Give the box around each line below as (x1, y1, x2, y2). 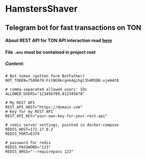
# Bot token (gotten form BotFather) (5, 73, 85, 79)
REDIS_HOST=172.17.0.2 (5, 126, 53, 132)
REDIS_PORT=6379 (5, 131, 40, 136)
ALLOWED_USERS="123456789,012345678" (5, 91, 85, 97)
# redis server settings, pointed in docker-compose (5, 122, 119, 128)
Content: (5, 60, 24, 67)
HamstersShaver (5, 3, 78, 15)
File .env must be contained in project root (5, 49, 96, 55)
